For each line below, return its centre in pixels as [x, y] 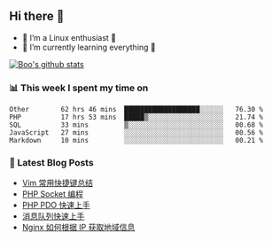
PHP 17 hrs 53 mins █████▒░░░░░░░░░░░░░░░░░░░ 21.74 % [136, 117]
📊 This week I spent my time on [79, 88]
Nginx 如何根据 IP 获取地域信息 [78, 228]
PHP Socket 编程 [53, 194]
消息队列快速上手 [53, 216]
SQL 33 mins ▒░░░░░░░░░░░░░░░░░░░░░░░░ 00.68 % [136, 125]
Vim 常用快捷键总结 [58, 183]
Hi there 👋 [37, 16]
